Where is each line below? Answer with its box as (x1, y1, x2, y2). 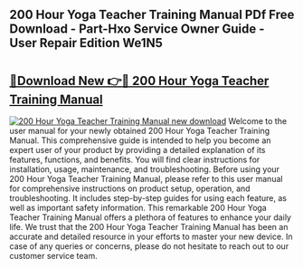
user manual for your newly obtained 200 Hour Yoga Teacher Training (9, 126, 270, 136)
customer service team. (9, 251, 98, 261)
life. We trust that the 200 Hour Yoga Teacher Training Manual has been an (9, 222, 289, 232)
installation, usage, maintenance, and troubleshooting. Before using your (9, 164, 280, 175)
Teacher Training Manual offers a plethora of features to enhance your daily (9, 212, 292, 223)
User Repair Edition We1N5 (9, 35, 163, 51)
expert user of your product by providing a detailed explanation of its (9, 145, 266, 155)
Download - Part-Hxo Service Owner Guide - (9, 22, 265, 37)
